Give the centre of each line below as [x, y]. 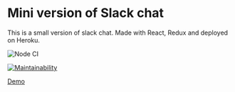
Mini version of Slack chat [86, 13]
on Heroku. [24, 40]
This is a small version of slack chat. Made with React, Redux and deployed [118, 33]
